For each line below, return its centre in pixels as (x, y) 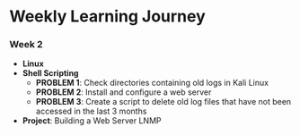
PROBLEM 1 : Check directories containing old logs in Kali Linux (152, 83)
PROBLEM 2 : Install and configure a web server (124, 92)
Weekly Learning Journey (108, 17)
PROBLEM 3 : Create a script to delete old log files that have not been (163, 102)
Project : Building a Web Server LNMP (92, 121)
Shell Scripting (50, 73)
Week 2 (26, 45)
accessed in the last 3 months (91, 111)
